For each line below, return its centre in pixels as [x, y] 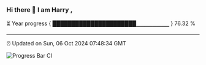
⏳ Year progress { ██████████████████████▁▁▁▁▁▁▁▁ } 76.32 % [101, 23]
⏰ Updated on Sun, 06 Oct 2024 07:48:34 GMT [67, 44]
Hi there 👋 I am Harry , [40, 10]
